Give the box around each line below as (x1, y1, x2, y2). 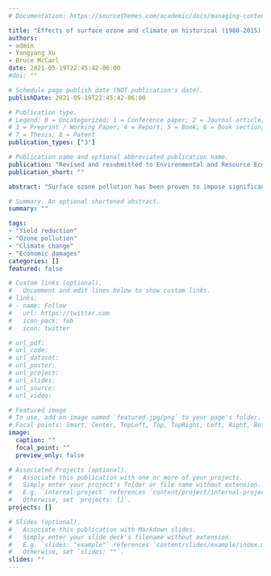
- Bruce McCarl (8, 57, 60, 65)
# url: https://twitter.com (8, 309, 110, 317)
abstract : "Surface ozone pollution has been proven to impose (8, 183, 226, 191)
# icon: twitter (8, 324, 70, 332)
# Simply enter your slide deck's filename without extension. (8, 533, 232, 541)
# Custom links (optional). (8, 279, 103, 287)
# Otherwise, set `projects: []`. (8, 496, 131, 504)
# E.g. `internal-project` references (8, 489, 147, 497)
